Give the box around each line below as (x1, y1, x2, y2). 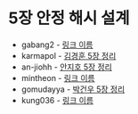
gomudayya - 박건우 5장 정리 (20, 84, 126, 94)
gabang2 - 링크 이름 (20, 39, 93, 50)
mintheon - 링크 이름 (20, 72, 95, 83)
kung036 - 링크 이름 (20, 94, 94, 105)
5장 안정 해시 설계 (8, 8, 130, 28)
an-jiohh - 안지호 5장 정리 (20, 61, 112, 72)
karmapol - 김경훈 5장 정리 (20, 50, 117, 61)
